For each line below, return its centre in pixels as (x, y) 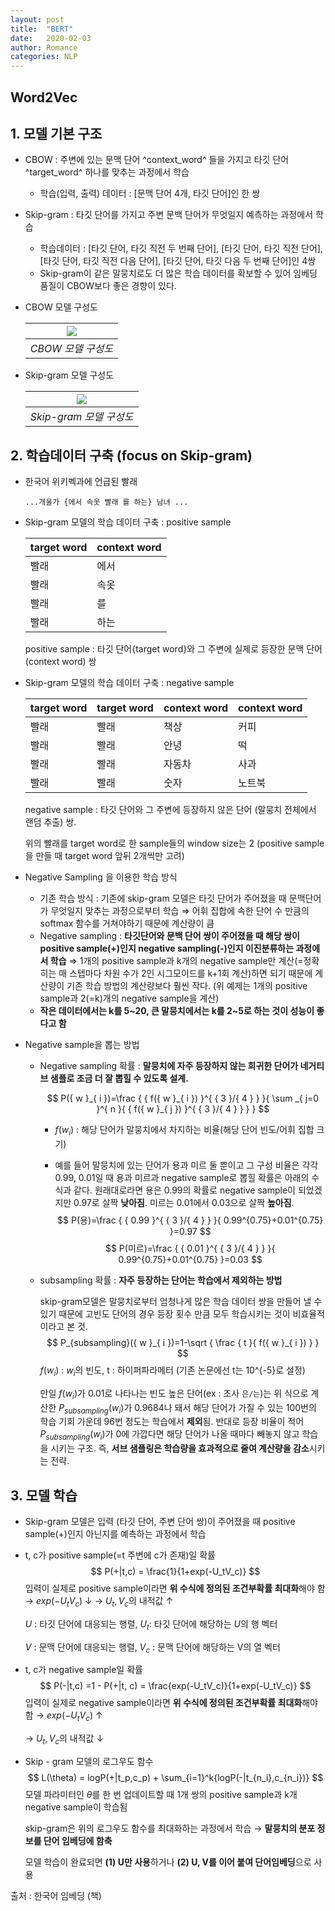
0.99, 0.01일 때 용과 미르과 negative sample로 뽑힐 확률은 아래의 (182, 1177)
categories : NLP (44, 57)
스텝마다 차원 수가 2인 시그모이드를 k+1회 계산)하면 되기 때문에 (191, 973)
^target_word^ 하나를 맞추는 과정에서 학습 (107, 172)
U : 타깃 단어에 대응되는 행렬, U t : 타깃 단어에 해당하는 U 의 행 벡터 (151, 1624)
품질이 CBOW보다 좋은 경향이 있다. (108, 286)
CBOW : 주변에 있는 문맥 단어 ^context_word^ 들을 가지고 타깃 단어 (157, 160)
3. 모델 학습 (44, 1495)
